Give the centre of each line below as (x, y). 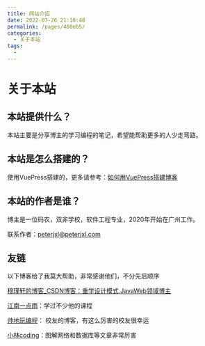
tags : (15, 46)
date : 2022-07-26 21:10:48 (46, 20)
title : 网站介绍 (28, 14)
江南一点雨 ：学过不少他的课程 (50, 306)
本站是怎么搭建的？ (48, 159)
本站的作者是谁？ (44, 202)
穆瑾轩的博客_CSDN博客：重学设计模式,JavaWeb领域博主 (89, 291)
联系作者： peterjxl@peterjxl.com (54, 234)
